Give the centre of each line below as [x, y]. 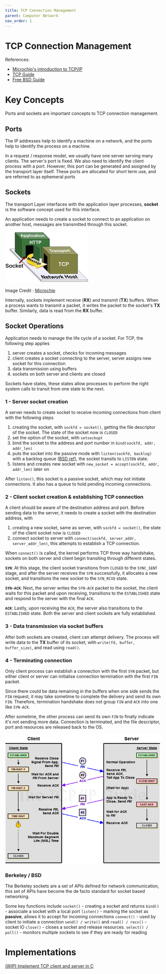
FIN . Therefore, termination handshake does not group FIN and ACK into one [82, 701]
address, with [19, 518]
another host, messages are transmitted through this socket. [67, 224]
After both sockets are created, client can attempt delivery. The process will [82, 637]
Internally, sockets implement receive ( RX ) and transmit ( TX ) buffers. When [82, 300]
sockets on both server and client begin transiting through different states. [81, 558]
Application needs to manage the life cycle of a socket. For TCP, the [74, 338]
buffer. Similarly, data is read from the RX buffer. [54, 310]
